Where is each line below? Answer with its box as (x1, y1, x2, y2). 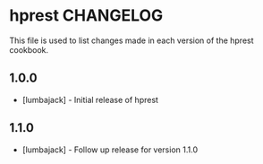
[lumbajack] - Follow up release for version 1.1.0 (21, 144, 199, 155)
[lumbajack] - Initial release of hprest (21, 94, 159, 105)
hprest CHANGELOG (9, 5, 164, 26)
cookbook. (9, 44, 49, 55)
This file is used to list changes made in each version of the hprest (9, 35, 254, 46)
